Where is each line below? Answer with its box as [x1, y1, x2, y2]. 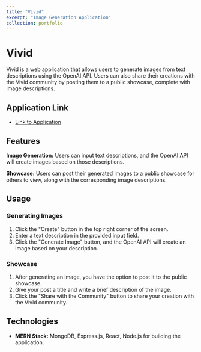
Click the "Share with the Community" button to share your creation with [14, 292, 194, 300]
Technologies [6, 316, 59, 327]
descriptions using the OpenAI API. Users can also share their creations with [6, 72, 195, 79]
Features [6, 136, 40, 146]
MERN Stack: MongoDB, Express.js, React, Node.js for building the [14, 332, 181, 339]
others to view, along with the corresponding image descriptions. [6, 176, 167, 184]
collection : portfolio [6, 20, 63, 26]
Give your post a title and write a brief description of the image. [14, 286, 172, 293]
